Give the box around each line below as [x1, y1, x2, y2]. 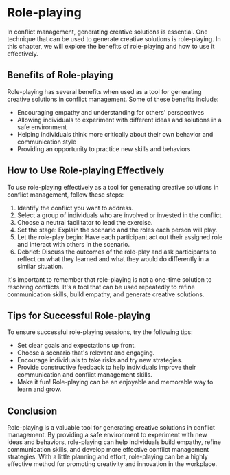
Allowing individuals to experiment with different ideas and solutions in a [16, 115, 222, 124]
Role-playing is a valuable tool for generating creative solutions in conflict [7, 423, 215, 432]
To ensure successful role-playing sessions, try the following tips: [7, 328, 194, 336]
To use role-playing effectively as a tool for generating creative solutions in [7, 183, 219, 191]
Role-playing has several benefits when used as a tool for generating [7, 87, 202, 96]
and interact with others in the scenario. [16, 240, 130, 248]
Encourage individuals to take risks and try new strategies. [16, 356, 183, 364]
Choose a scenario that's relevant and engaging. [16, 349, 155, 357]
